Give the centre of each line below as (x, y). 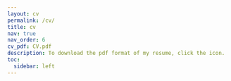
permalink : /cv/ (31, 20)
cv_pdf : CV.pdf (30, 46)
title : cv (22, 27)
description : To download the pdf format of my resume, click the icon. (116, 54)
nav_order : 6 (26, 40)
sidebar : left (34, 66)
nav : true (22, 33)
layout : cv (23, 14)
